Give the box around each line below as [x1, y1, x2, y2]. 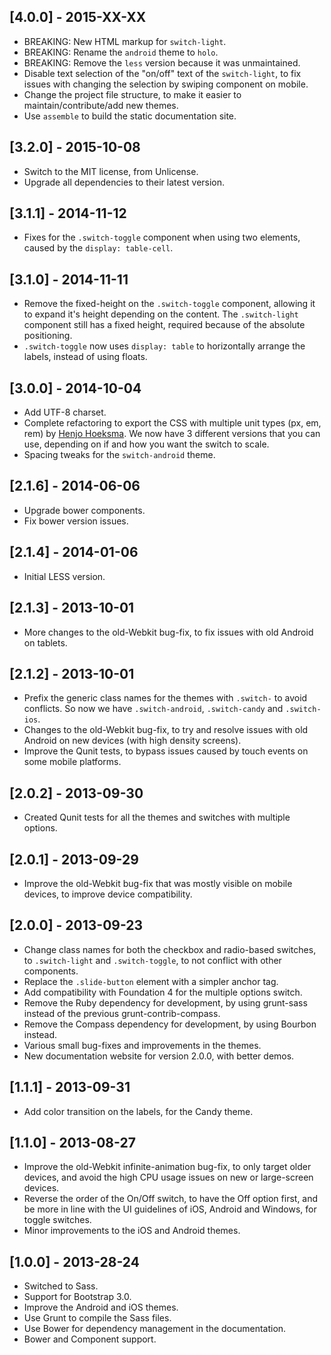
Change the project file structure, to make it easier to [23, 88, 242, 100]
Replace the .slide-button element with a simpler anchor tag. [23, 975, 279, 987]
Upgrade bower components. [23, 504, 146, 516]
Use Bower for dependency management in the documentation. [23, 1323, 287, 1335]
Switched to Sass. [23, 1280, 99, 1292]
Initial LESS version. [23, 570, 106, 582]
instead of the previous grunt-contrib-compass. [23, 1007, 221, 1019]
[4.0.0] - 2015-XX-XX [9, 9, 147, 26]
